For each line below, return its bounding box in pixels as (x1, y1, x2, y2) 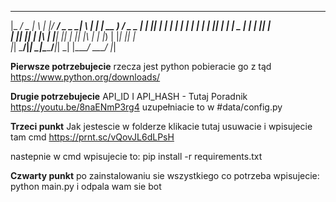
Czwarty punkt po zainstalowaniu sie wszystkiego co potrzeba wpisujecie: (10, 170, 320, 181)
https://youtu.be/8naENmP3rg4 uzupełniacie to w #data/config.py (10, 101, 283, 113)
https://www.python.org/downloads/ (10, 71, 161, 83)
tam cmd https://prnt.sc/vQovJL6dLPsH (10, 131, 175, 143)
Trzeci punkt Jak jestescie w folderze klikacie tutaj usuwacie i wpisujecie (10, 121, 313, 132)
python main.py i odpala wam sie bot (10, 181, 162, 192)
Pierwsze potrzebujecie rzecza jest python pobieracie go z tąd (10, 61, 272, 72)
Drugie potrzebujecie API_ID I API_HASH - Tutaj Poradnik (10, 91, 248, 102)
